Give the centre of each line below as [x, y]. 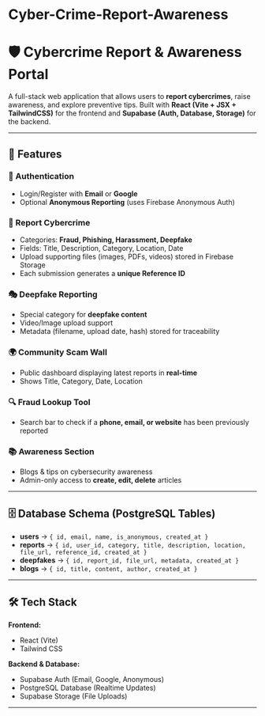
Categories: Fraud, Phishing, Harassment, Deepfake [106, 240]
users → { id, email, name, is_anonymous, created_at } [114, 536]
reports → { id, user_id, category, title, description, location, [132, 545]
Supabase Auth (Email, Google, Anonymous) [91, 679]
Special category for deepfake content [83, 315]
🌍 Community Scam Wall [58, 352]
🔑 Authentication [41, 176]
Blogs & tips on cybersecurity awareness [86, 472]
